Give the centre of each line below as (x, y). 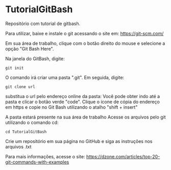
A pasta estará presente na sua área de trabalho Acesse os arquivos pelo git (86, 117)
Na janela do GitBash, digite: (35, 58)
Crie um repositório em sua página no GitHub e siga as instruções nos (79, 141)
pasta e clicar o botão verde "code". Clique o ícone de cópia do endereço (82, 102)
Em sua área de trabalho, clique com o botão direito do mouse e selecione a (85, 43)
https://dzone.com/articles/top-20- (123, 156)
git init (15, 68)
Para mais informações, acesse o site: (45, 156)
